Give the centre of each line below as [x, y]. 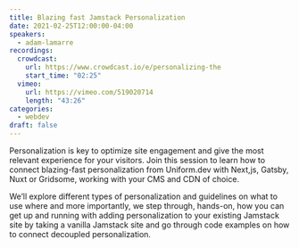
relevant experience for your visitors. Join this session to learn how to [137, 160]
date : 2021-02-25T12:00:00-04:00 [71, 26]
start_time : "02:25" [63, 76]
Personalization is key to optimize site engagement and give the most [137, 151]
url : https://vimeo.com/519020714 [89, 92]
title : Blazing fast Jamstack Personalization [97, 17]
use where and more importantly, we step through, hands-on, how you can [147, 206]
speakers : [28, 34]
